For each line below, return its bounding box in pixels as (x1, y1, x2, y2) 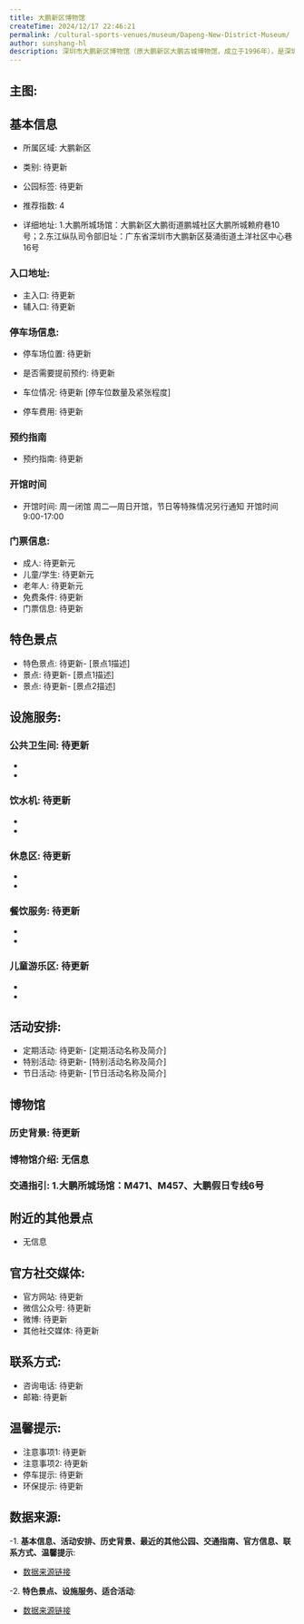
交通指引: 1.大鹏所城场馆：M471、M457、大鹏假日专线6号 (9, 1179, 265, 1192)
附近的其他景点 (9, 1210, 93, 1225)
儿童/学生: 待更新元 (22, 568, 94, 579)
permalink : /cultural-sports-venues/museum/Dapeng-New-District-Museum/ (9, 30, 290, 39)
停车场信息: (9, 326, 60, 339)
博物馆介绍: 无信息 (9, 1153, 90, 1166)
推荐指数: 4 (22, 201, 65, 212)
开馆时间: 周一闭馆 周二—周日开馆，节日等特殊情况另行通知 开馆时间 (22, 500, 279, 511)
